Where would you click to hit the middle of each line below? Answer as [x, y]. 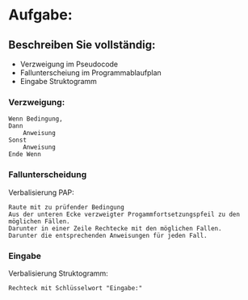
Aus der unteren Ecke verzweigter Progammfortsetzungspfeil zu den [124, 214]
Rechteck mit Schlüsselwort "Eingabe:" [76, 288]
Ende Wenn [25, 154]
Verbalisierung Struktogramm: [59, 273]
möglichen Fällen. [39, 221]
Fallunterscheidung [48, 175]
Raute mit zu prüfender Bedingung [67, 207]
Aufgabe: [40, 15]
